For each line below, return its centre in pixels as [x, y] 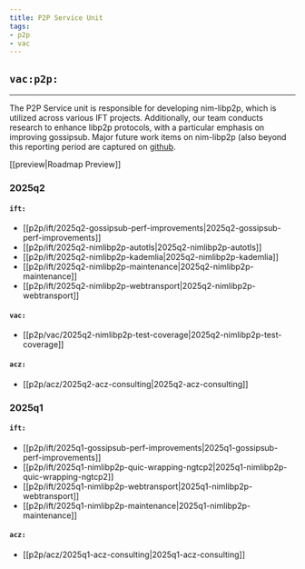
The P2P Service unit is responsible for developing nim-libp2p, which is [143, 108]
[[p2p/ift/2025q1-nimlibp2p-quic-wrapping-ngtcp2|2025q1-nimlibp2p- [155, 467]
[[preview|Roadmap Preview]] [65, 165]
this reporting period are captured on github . [93, 147]
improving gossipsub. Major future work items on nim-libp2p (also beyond [148, 137]
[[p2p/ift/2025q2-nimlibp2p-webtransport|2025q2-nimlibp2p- [139, 286]
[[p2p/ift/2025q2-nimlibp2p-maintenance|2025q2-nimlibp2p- [138, 267]
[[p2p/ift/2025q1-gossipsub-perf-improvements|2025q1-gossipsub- [150, 447]
